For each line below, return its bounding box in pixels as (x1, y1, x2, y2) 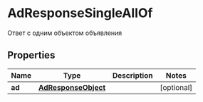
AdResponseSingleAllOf (7, 5, 153, 21)
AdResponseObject (38, 82, 105, 92)
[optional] (160, 82, 193, 92)
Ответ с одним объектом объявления (7, 29, 123, 37)
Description (113, 70, 153, 80)
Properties (7, 49, 56, 61)
